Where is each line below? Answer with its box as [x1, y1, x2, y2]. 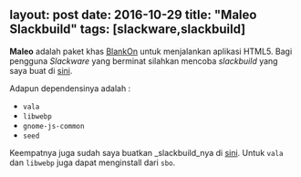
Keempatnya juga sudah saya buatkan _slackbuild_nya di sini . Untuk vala [9, 147, 284, 158]
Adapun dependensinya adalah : [9, 82, 131, 94]
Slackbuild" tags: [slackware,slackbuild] [9, 22, 246, 37]
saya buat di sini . [9, 65, 73, 76]
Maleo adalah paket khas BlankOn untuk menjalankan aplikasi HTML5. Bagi [9, 46, 293, 57]
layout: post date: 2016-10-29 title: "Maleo [9, 7, 257, 23]
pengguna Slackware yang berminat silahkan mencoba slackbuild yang [9, 55, 278, 67]
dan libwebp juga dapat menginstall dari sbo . [9, 157, 176, 168]
